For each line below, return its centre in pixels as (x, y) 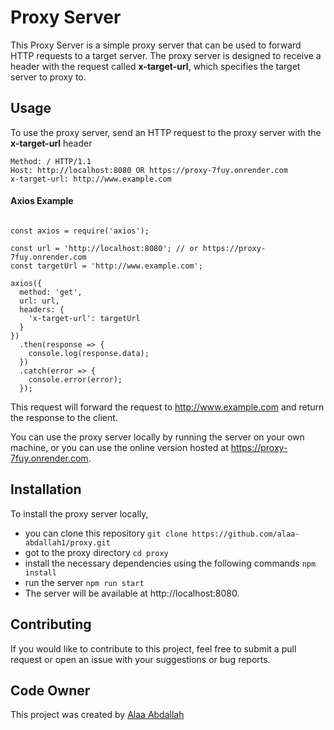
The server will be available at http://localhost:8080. (132, 593)
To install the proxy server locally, (79, 513)
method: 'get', (51, 292)
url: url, (39, 301)
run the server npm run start (84, 582)
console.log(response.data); (89, 353)
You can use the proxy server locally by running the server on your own (157, 437)
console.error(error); (75, 379)
